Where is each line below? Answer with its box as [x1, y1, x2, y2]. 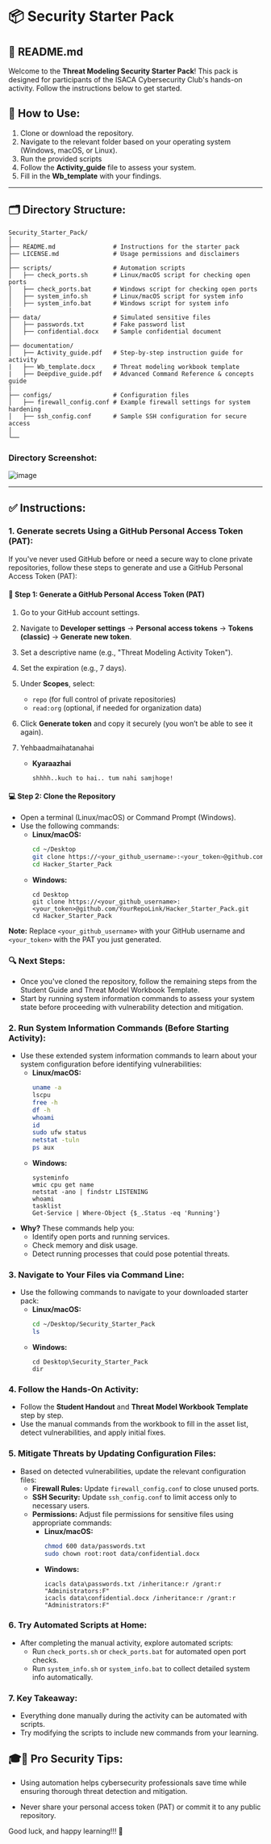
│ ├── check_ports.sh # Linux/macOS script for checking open [8, 270, 251, 279]
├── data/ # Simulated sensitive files [8, 313, 211, 321]
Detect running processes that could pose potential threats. [31, 1249, 230, 1259]
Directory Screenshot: [8, 452, 98, 463]
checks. [31, 1655, 59, 1665]
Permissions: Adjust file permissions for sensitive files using [31, 1509, 234, 1519]
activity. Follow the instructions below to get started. [8, 83, 182, 93]
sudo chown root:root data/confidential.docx [44, 1549, 200, 1557]
